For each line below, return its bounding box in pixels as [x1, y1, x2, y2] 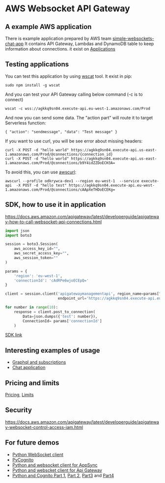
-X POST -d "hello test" [16, 183, 67, 188]
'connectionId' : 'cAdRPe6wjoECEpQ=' [14, 278, 89, 283]
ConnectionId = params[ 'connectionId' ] [23, 318, 102, 323]
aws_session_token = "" [14, 256, 58, 260]
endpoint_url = [57, 296, 87, 301]
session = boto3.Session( [5, 242, 58, 247]
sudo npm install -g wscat [5, 83, 60, 87]
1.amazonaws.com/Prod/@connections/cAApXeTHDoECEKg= [5, 187, 115, 192]
